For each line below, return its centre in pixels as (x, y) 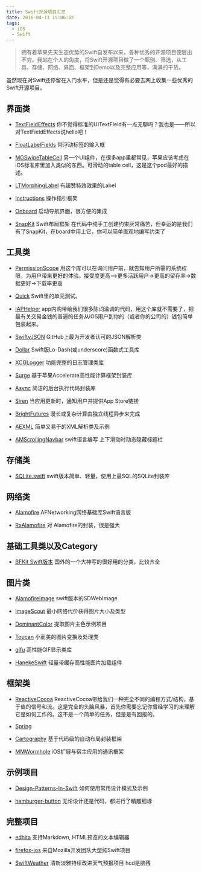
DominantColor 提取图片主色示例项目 (61, 624)
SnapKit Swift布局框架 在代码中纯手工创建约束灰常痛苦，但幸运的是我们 (104, 223)
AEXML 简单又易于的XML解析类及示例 (62, 426)
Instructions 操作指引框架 (46, 198)
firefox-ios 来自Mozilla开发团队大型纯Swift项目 (73, 850)
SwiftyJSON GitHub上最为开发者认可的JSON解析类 (78, 336)
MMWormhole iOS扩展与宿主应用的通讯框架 (69, 751)
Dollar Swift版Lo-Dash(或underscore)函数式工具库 (77, 349)
